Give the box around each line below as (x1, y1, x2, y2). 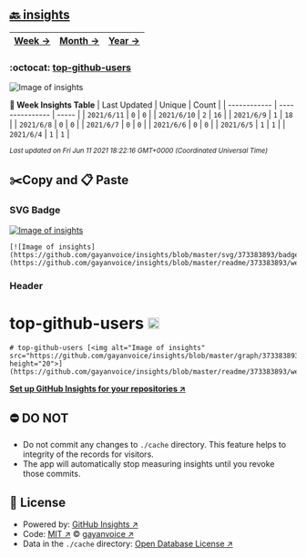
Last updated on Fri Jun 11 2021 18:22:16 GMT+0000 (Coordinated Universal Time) (9, 146, 269, 156)
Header (9, 279, 44, 292)
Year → (107, 34, 140, 46)
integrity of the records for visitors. (22, 449, 155, 460)
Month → (58, 34, 100, 46)
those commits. (22, 469, 81, 480)
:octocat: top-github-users (9, 61, 132, 74)
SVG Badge (9, 204, 61, 217)
